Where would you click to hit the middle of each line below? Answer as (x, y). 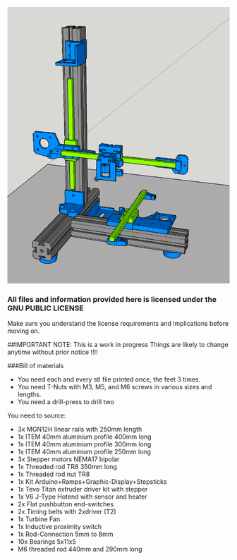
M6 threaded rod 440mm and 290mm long (80, 549)
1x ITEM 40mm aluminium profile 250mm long (84, 452)
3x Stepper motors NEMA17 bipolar (68, 459)
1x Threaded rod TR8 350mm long (67, 467)
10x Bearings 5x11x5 (47, 542)
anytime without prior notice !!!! (53, 352)
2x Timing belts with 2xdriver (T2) (67, 512)
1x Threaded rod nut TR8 (54, 474)
